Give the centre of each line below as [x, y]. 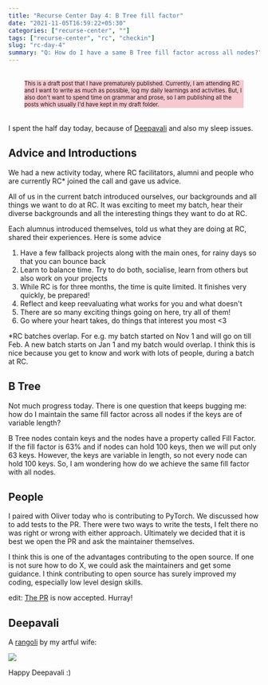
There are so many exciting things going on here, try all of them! [125, 312]
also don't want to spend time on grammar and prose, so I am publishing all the [128, 97]
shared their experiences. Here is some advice [85, 237]
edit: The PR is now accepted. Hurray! [71, 598]
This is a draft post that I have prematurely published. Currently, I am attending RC [132, 84]
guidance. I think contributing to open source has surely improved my [122, 574]
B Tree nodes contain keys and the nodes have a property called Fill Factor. [132, 438]
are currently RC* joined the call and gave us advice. [95, 181]
